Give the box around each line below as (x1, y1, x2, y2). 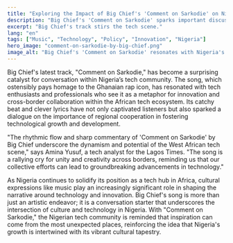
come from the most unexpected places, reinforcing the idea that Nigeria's (7, 220, 221, 228)
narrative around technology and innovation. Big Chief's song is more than (7, 190, 220, 199)
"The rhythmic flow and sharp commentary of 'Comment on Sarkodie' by (7, 133, 216, 141)
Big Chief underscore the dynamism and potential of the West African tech (7, 140, 221, 149)
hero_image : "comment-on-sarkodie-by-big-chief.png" (7, 42, 163, 49)
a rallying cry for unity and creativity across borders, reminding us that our (7, 155, 220, 163)
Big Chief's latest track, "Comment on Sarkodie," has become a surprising (7, 67, 218, 76)
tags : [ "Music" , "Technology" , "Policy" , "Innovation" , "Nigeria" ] (7, 36, 207, 43)
